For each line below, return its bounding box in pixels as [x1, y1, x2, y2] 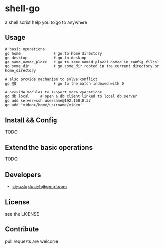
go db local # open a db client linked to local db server [5, 94, 137, 99]
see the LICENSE [5, 211, 39, 217]
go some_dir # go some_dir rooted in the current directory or [5, 63, 160, 69]
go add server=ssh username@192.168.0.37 [5, 98, 91, 103]
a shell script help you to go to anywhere [5, 19, 87, 25]
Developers [5, 170, 41, 179]
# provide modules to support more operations [5, 90, 102, 94]
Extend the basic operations [5, 143, 93, 152]
